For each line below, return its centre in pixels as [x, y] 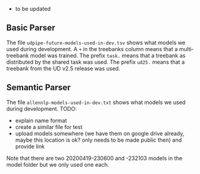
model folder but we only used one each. [58, 164]
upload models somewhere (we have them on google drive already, [100, 133]
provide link [30, 146]
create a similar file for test [49, 127]
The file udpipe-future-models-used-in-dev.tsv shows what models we [96, 43]
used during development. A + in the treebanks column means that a [92, 49]
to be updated [33, 9]
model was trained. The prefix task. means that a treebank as [108, 55]
